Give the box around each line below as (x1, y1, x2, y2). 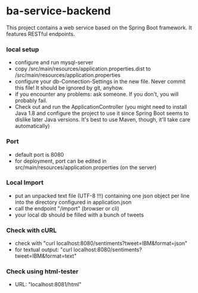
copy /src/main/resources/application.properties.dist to (14, 65, 151, 72)
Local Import (6, 178, 44, 187)
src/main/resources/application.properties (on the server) (14, 163, 157, 171)
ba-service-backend (6, 4, 112, 18)
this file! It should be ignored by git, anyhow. (14, 84, 124, 91)
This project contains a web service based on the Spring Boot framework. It (6, 24, 192, 31)
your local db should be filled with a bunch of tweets (14, 211, 144, 218)
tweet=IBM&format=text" (14, 252, 77, 260)
